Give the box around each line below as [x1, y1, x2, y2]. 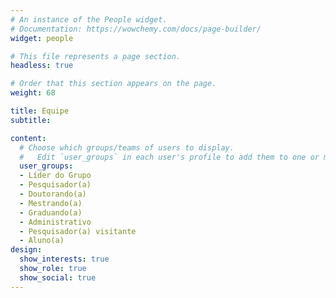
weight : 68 [10, 88, 56, 98]
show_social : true [19, 272, 97, 283]
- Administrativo [19, 217, 92, 227]
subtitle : [10, 115, 52, 125]
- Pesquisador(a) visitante [19, 226, 137, 236]
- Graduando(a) [19, 207, 83, 218]
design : [10, 245, 43, 255]
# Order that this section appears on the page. [10, 79, 217, 89]
